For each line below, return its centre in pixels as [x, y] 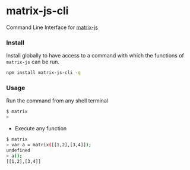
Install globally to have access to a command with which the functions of [95, 56]
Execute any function [41, 129]
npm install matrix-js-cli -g [44, 73]
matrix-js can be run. [33, 62]
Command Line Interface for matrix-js [52, 27]
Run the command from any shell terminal [57, 101]
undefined [18, 150]
